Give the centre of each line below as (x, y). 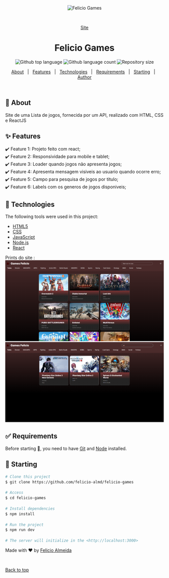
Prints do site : (20, 258)
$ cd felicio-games (26, 498)
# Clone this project (28, 477)
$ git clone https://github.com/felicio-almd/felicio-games (70, 482)
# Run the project (24, 525)
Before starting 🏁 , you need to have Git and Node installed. (66, 448)
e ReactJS (16, 120)
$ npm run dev (20, 530)
